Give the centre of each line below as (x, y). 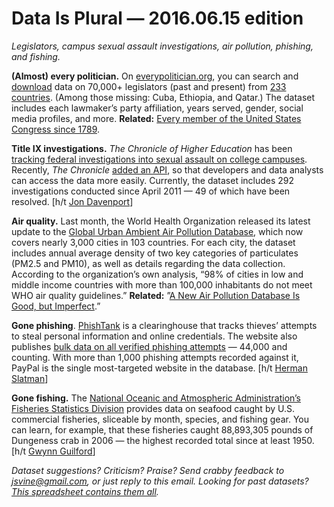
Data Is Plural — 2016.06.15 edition (157, 18)
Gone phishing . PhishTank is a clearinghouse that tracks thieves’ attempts (164, 325)
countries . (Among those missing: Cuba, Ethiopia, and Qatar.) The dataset (163, 97)
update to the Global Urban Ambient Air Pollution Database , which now (157, 231)
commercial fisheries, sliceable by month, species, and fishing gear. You (160, 419)
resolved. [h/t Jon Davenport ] (72, 201)
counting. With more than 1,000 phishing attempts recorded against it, (155, 357)
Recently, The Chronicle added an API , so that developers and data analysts (167, 169)
